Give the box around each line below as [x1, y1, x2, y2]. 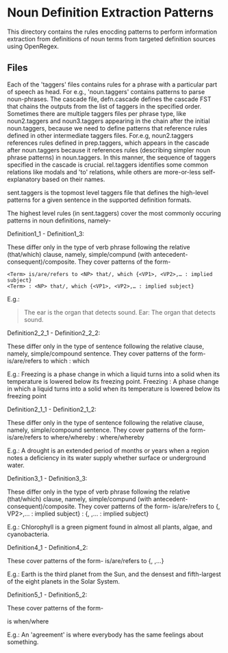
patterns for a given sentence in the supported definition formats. [7, 196, 192, 204]
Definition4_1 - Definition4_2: [7, 543, 88, 551]
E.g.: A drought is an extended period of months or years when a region [7, 446, 210, 455]
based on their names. [42, 175, 105, 183]
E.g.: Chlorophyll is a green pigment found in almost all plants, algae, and [7, 523, 213, 531]
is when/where [7, 617, 49, 626]
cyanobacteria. [7, 530, 49, 538]
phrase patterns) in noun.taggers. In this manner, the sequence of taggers [7, 153, 216, 161]
